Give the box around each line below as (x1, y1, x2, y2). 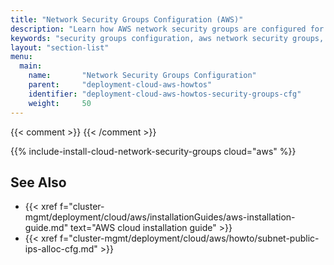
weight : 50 (28, 98, 92, 108)
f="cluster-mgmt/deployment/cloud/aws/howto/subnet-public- (59, 232, 320, 245)
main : (19, 61, 43, 71)
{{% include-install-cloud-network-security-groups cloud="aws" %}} (10, 145, 297, 157)
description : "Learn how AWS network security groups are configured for (10, 24, 325, 34)
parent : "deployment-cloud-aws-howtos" (28, 80, 213, 90)
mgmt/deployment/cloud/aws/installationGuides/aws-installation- (24, 211, 296, 223)
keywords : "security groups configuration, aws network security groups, (10, 33, 325, 43)
